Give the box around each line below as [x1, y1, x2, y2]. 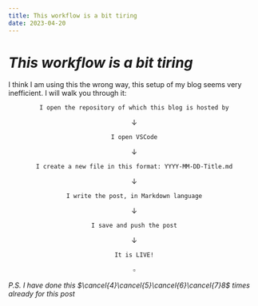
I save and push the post [91, 221, 177, 230]
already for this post [8, 289, 76, 299]
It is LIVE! [114, 251, 154, 260]
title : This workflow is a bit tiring [8, 11, 137, 20]
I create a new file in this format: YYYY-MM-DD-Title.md [35, 163, 233, 171]
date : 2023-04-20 [8, 19, 66, 27]
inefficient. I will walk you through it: [8, 89, 127, 98]
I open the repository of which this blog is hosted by [39, 104, 229, 112]
